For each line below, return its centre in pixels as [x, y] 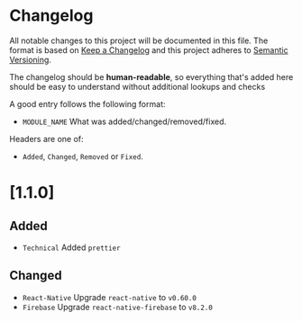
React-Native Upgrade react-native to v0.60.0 [109, 297]
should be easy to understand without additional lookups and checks [137, 86]
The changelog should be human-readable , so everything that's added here [151, 76]
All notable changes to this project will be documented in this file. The [139, 40]
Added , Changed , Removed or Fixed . [83, 156]
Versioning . [31, 59]
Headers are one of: [46, 138]
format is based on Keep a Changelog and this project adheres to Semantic [149, 49]
